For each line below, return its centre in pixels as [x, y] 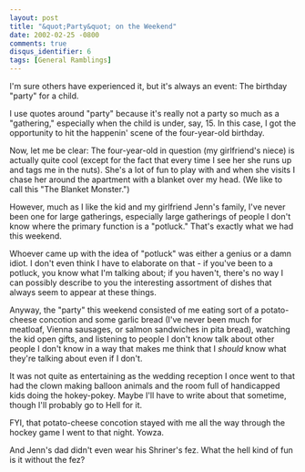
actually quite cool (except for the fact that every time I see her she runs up [151, 160]
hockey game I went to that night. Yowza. [87, 432]
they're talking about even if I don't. [76, 358]
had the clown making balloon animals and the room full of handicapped [145, 385]
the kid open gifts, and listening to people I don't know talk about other [142, 339]
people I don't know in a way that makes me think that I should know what [148, 349]
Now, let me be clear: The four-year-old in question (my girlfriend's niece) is [152, 150]
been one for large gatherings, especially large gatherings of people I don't [150, 216]
